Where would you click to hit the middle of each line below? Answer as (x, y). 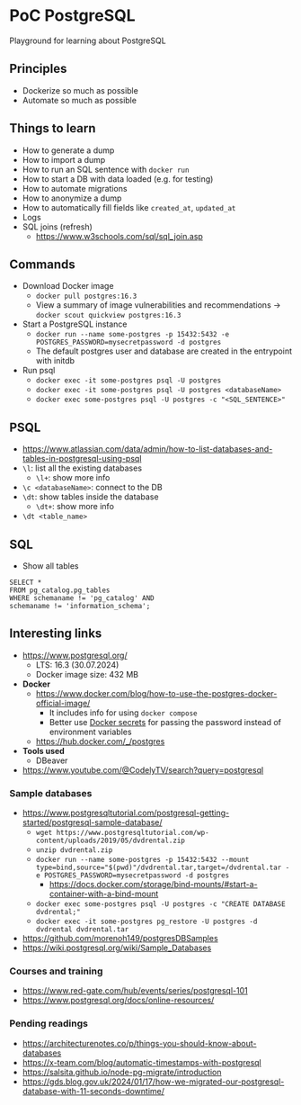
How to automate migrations (75, 188)
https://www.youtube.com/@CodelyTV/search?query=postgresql (143, 769)
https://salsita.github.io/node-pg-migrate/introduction (122, 1072)
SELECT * (26, 582)
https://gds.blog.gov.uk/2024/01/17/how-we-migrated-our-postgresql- (153, 1082)
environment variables (90, 732)
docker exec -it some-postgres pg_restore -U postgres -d (146, 922)
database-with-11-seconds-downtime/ (93, 1091)
